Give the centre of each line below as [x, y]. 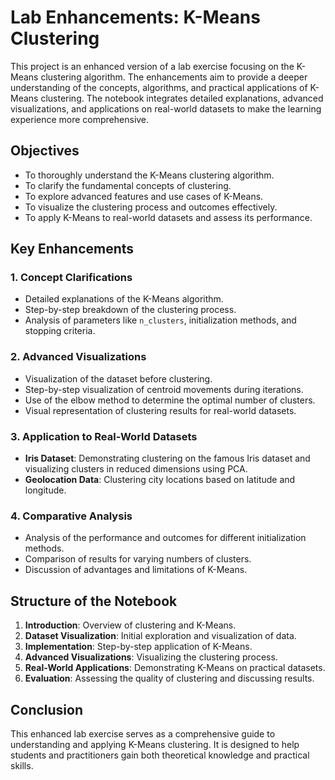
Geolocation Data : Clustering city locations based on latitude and [160, 480]
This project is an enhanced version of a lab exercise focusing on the [152, 66]
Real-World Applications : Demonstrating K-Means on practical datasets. [175, 668]
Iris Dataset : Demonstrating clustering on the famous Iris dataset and [167, 458]
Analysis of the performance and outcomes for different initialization [165, 538]
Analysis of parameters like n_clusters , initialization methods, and [160, 320]
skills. [22, 765]
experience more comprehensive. [80, 119]
